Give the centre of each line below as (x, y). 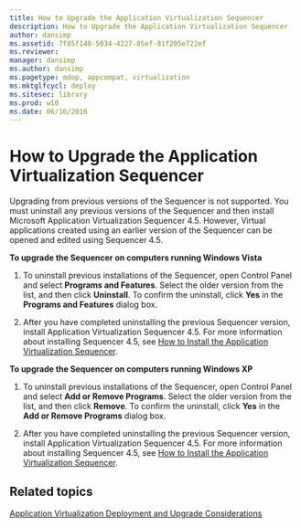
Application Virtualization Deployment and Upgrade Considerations (136, 513)
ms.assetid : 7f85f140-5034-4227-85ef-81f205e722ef (108, 43)
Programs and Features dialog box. (90, 305)
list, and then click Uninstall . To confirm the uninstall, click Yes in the (153, 295)
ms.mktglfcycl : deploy (53, 86)
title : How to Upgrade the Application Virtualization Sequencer (136, 18)
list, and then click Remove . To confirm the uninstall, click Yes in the (151, 407)
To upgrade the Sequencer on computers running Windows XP (131, 369)
